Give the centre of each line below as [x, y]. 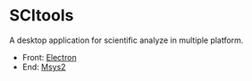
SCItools [42, 16]
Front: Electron [50, 57]
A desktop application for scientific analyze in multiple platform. [126, 40]
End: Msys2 [44, 67]
